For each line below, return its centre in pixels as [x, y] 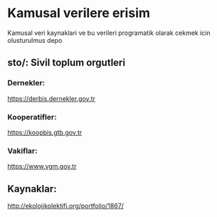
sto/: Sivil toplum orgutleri [67, 63]
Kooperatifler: [32, 117]
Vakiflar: [22, 151]
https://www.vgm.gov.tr [42, 166]
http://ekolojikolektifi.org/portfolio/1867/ [66, 206]
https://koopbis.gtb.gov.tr [45, 132]
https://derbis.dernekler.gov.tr [52, 98]
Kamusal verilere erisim [79, 13]
